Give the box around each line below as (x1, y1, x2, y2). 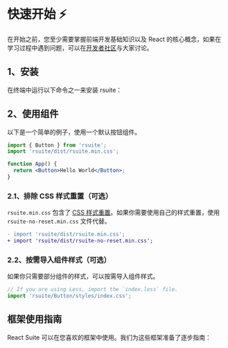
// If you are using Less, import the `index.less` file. (7, 286, 178, 293)
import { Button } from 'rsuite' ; (7, 142, 107, 149)
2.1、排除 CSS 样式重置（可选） (7, 191, 113, 201)
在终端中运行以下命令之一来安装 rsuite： (7, 85, 123, 94)
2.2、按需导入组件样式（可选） (7, 255, 111, 265)
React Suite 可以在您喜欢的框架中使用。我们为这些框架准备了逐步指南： (7, 333, 211, 341)
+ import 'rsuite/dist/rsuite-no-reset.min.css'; (7, 238, 154, 245)
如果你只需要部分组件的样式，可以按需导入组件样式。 (7, 272, 159, 281)
